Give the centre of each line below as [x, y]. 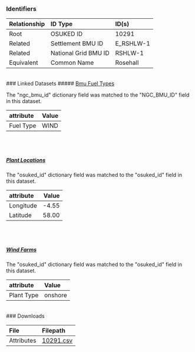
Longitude [23, 206]
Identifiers [21, 9]
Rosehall [127, 62]
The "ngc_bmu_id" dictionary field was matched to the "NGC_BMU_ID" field [98, 95]
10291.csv [57, 341]
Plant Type [24, 295]
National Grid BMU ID [80, 53]
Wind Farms [22, 249]
